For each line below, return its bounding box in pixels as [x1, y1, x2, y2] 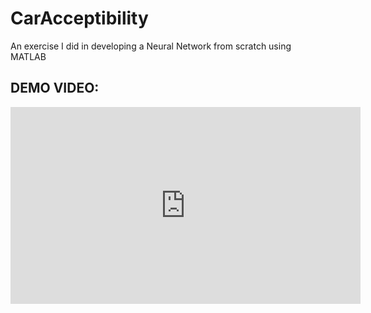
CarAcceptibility [10, 7, 149, 30]
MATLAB [10, 50, 47, 62]
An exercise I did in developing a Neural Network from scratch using [10, 40, 292, 52]
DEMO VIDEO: [10, 80, 100, 97]
